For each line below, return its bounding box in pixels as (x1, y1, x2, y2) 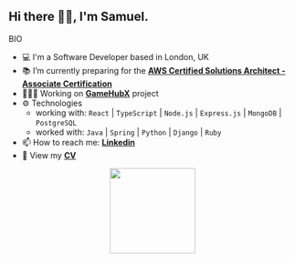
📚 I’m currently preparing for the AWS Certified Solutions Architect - (21, 65, 286, 76)
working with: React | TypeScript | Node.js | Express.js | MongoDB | (35, 106, 282, 118)
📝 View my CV (21, 149, 77, 160)
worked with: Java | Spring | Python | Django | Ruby (35, 126, 222, 137)
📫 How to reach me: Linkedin (21, 137, 136, 147)
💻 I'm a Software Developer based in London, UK (21, 51, 209, 62)
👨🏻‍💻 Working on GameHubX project (21, 87, 159, 98)
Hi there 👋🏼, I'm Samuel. (8, 9, 149, 25)
